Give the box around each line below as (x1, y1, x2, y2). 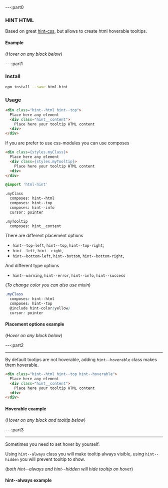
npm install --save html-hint (5, 84, 68, 89)
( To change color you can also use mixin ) (5, 282, 91, 288)
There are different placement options (5, 233, 83, 239)
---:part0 (5, 5, 24, 10)
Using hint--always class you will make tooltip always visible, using (5, 451, 144, 457)
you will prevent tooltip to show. (19, 456, 85, 462)
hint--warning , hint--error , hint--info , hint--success (12, 272, 126, 278)
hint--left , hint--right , (12, 248, 64, 254)
